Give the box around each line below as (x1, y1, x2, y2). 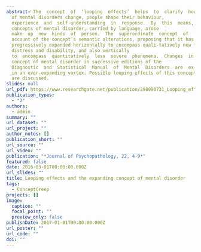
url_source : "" (6, 142, 44, 148)
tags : (6, 181, 20, 187)
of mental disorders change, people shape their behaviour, (11, 14, 165, 20)
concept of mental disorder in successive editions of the (11, 59, 162, 64)
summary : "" (6, 114, 36, 120)
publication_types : (6, 92, 55, 98)
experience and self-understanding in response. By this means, (11, 20, 194, 26)
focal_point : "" (11, 208, 52, 215)
